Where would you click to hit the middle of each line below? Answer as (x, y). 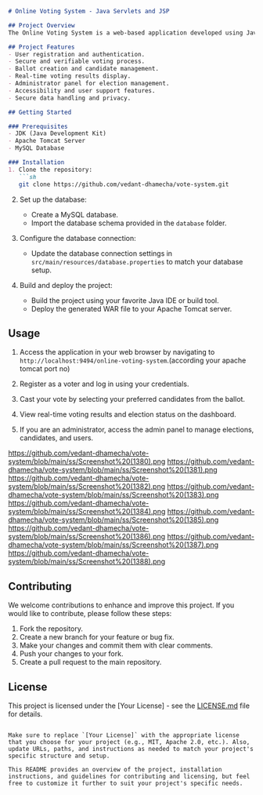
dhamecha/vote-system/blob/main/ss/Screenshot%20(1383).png (113, 495)
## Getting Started (40, 112)
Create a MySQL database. (75, 214)
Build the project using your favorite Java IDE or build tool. (125, 300)
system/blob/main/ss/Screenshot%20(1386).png (87, 537)
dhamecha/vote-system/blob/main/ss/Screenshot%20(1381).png (113, 470)
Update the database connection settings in (102, 253)
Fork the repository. (51, 629)
